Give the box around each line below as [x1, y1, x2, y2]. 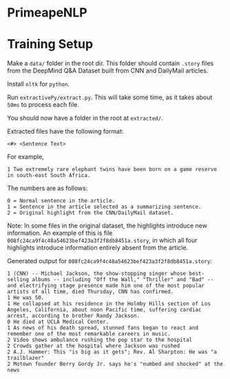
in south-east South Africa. [7, 172, 91, 179]
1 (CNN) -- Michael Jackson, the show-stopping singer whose [7, 270, 187, 277]
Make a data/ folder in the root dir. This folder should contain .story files [7, 59, 214, 68]
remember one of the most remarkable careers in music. [7, 331, 171, 338]
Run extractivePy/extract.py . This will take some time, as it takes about [7, 93, 213, 101]
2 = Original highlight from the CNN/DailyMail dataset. [7, 209, 174, 216]
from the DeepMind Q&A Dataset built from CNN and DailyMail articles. [7, 67, 209, 75]
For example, [7, 153, 45, 161]
